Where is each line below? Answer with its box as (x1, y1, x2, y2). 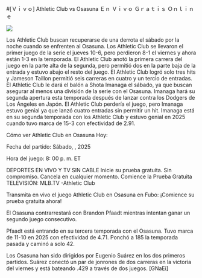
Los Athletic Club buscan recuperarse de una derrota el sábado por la (6, 36, 180, 44)
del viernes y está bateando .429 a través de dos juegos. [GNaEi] (6, 265, 169, 272)
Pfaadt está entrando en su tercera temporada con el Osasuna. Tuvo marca (6, 227, 194, 234)
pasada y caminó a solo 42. (6, 241, 75, 247)
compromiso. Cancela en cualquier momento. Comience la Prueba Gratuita (6, 173, 192, 180)
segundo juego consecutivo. (6, 216, 77, 222)
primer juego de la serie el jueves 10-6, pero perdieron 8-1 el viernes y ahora (6, 49, 197, 56)
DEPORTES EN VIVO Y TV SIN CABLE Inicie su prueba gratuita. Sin (6, 167, 172, 173)
